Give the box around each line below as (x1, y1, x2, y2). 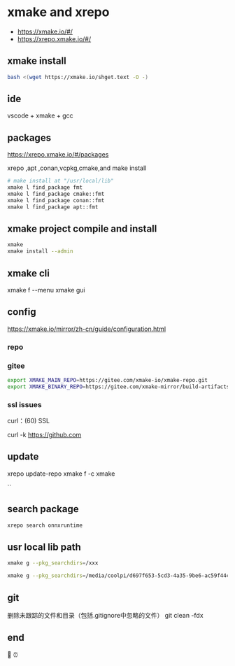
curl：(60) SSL (7, 417, 50, 425)
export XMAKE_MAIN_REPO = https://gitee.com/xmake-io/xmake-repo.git (7, 377, 208, 384)
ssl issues (7, 399, 42, 409)
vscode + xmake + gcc (7, 111, 73, 120)
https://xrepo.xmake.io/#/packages (7, 150, 109, 159)
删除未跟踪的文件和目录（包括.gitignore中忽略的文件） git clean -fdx (7, 611, 204, 619)
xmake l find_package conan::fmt (7, 197, 105, 204)
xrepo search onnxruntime (7, 522, 83, 529)
